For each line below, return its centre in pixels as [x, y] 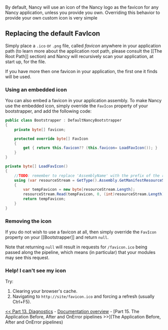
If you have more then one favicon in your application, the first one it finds [81, 71]
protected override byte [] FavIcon [51, 139]
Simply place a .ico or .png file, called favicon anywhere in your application [83, 46]
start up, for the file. [26, 62]
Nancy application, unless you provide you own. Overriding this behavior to [82, 13]
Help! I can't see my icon [36, 271]
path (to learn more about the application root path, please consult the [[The [84, 51]
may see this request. [27, 258]
